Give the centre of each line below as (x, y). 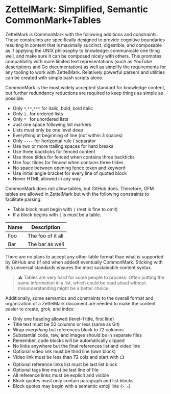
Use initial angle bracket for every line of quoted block (70, 173)
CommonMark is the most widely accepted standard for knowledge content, (86, 87)
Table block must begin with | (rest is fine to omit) (65, 209)
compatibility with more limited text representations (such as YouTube (79, 61)
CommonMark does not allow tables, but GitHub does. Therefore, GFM (80, 188)
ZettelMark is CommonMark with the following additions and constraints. (82, 34)
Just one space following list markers (52, 124)
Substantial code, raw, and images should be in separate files (77, 335)
